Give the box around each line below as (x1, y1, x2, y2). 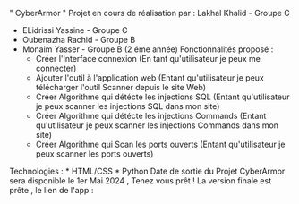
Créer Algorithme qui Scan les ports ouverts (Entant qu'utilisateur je (35, 139, 286, 149)
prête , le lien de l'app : (9, 185, 94, 195)
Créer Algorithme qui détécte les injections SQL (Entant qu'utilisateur (35, 91, 290, 102)
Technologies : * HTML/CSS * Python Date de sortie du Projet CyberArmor (9, 166, 286, 176)
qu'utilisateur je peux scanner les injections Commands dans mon (35, 120, 279, 131)
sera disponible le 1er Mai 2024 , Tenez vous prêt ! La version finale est (9, 175, 272, 186)
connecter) (35, 63, 77, 73)
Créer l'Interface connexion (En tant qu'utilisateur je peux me (35, 54, 261, 64)
